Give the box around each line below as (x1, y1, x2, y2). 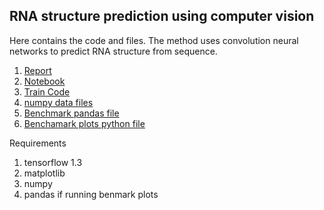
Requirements (9, 137, 67, 149)
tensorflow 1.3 (23, 156, 83, 168)
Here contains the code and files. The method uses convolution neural (9, 34, 299, 46)
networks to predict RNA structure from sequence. (9, 45, 218, 57)
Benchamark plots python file (23, 117, 146, 129)
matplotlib (23, 167, 66, 179)
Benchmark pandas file (23, 107, 120, 119)
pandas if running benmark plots (23, 188, 159, 200)
